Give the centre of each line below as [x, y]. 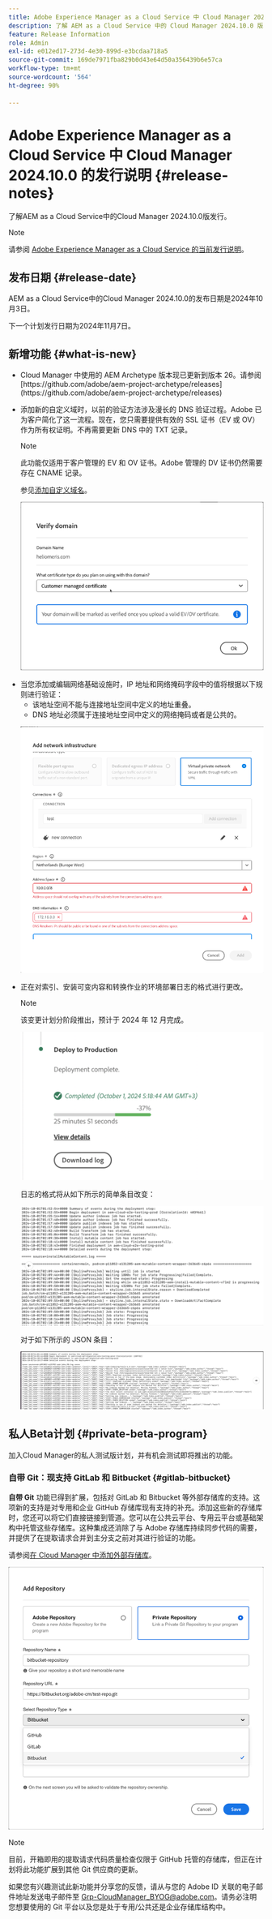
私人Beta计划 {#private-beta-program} [108, 1434]
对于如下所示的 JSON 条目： [67, 1339]
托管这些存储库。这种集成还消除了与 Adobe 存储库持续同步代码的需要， [142, 1527]
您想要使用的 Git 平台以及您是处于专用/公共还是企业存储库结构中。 [119, 1907]
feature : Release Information [59, 34]
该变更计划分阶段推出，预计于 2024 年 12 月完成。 [104, 1020]
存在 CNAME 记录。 [53, 473]
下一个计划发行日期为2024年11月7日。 [72, 326]
